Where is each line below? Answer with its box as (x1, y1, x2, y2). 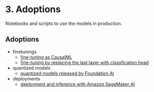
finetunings (12, 48, 37, 54)
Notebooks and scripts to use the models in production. (5, 20, 122, 26)
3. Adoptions (5, 4, 61, 15)
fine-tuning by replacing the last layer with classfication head (20, 59, 149, 66)
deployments (12, 75, 41, 82)
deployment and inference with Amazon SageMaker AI (20, 81, 135, 87)
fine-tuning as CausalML (20, 54, 72, 60)
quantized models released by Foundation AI (20, 70, 114, 76)
